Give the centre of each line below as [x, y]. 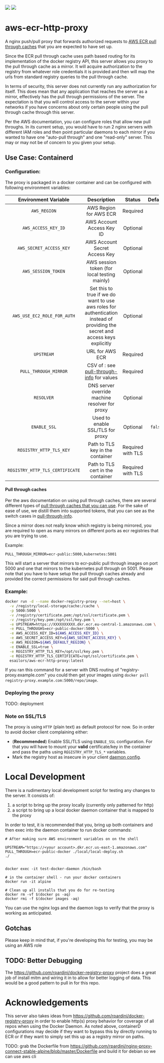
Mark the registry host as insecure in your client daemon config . [77, 757]
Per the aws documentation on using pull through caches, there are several [81, 500]
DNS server [101, 385]
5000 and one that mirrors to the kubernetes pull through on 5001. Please [79, 568]
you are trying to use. [26, 536]
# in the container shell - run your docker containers [63, 877]
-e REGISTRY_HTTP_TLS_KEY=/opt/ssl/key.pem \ [57, 651]
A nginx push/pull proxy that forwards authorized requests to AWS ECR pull [81, 41]
